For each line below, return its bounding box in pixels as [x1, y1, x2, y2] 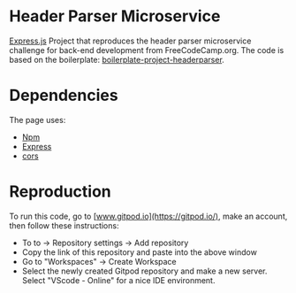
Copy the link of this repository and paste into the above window [21, 246, 258, 258]
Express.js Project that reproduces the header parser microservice [9, 35, 252, 46]
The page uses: [9, 114, 66, 125]
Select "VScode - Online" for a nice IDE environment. [21, 274, 216, 285]
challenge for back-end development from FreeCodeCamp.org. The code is [9, 44, 285, 55]
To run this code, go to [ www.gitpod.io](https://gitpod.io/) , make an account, [9, 211, 288, 221]
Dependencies [9, 86, 118, 105]
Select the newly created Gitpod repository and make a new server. [21, 266, 268, 276]
